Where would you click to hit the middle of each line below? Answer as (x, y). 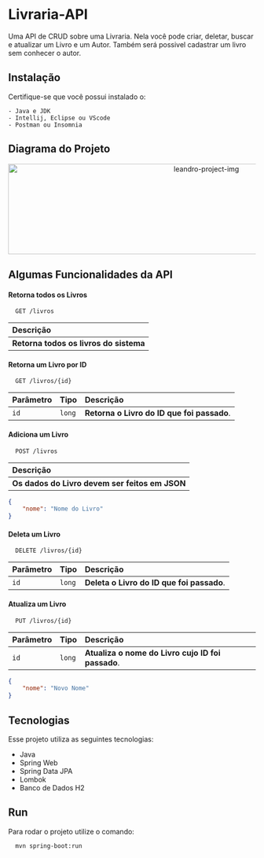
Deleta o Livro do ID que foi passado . (155, 583)
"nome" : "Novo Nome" (56, 689)
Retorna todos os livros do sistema (79, 344)
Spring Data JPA (46, 771)
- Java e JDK (29, 111)
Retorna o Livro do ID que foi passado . (158, 413)
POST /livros (37, 451)
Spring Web (38, 763)
